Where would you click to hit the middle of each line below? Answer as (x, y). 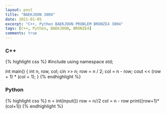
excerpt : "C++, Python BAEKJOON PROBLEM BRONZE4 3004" (64, 24)
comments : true (21, 33)
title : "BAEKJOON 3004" (30, 15)
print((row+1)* (144, 100)
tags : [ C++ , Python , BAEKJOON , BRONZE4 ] (49, 29)
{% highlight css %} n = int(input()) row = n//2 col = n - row (67, 100)
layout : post (19, 10)
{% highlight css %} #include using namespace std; (59, 62)
